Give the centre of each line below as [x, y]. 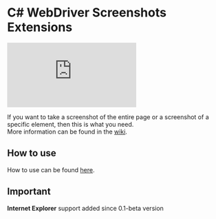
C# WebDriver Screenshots [87, 13]
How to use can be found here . [51, 169]
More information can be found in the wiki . [67, 132]
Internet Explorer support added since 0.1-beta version [85, 208]
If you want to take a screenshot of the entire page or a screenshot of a [108, 117]
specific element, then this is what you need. [71, 124]
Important [29, 192]
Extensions [40, 27]
